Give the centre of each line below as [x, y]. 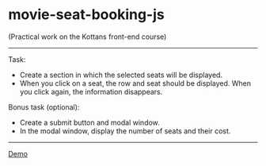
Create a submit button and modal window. [89, 122]
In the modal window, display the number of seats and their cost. [125, 131]
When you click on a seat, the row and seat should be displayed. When [135, 83]
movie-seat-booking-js [86, 15]
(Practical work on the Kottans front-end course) [87, 37]
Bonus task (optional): [44, 107]
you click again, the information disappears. [91, 91]
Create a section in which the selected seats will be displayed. [121, 75]
